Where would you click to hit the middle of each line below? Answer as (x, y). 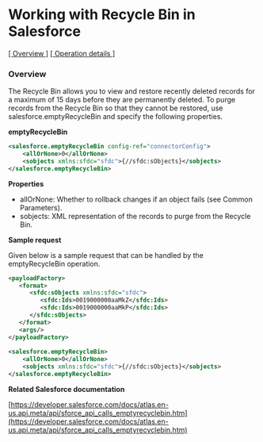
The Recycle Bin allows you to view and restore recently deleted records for (132, 91)
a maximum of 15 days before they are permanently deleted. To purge (122, 100)
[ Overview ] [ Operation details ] (62, 53)
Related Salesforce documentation (67, 389)
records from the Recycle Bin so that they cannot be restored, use (116, 108)
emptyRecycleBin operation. (54, 263)
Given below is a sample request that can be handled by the (106, 255)
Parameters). (41, 207)
